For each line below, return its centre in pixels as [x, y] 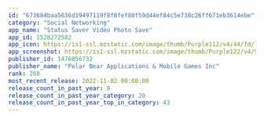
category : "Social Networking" [59, 23]
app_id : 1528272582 [40, 37]
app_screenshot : [35, 52]
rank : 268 [24, 74]
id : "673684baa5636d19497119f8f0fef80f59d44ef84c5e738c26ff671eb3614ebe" [132, 15]
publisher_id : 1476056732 [50, 59]
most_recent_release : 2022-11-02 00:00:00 [79, 81]
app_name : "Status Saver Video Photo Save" [81, 30]
